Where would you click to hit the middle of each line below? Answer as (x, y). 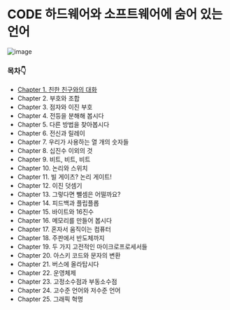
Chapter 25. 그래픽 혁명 (50, 299)
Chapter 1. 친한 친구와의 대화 (57, 90)
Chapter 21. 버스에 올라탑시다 (58, 264)
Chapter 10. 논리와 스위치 (52, 168)
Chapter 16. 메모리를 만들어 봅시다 (65, 221)
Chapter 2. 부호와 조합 (49, 98)
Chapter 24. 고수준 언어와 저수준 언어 (69, 290)
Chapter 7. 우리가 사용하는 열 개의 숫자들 (73, 142)
